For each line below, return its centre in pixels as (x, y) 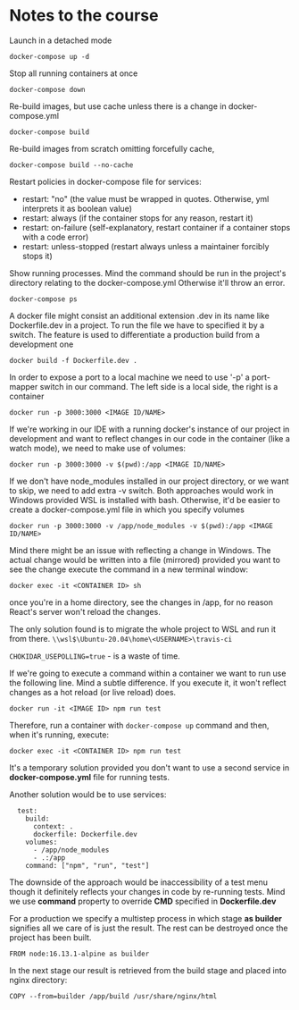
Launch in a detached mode (61, 40)
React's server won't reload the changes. (85, 611)
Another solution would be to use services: (88, 794)
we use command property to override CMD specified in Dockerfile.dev (143, 901)
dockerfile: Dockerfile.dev (85, 834)
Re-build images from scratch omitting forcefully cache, (112, 148)
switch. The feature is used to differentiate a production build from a (135, 334)
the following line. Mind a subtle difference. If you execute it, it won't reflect (148, 682)
